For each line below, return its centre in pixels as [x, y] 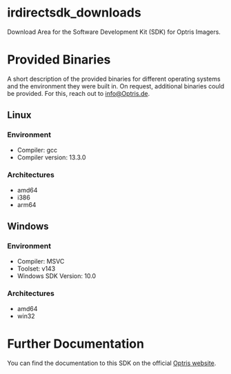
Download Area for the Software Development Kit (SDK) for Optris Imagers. [114, 32]
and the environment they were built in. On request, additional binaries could [116, 86]
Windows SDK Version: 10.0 [57, 276]
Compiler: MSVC [41, 261]
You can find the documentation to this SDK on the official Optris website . [112, 363]
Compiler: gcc [37, 150]
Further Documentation [76, 344]
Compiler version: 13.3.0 [51, 157]
